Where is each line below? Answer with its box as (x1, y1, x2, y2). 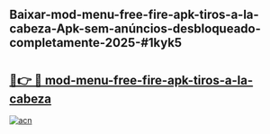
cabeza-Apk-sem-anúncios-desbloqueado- (9, 22, 261, 37)
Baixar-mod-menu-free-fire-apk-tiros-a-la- (9, 7, 259, 22)
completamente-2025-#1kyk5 (9, 35, 183, 50)
